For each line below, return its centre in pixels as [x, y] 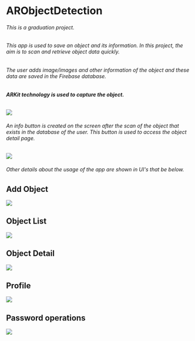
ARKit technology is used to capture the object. [65, 94]
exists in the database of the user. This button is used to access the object [96, 132]
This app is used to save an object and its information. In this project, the [95, 46]
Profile [19, 286]
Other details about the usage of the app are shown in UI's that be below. [95, 170]
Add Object [27, 189]
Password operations [46, 318]
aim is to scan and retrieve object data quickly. [63, 52]
